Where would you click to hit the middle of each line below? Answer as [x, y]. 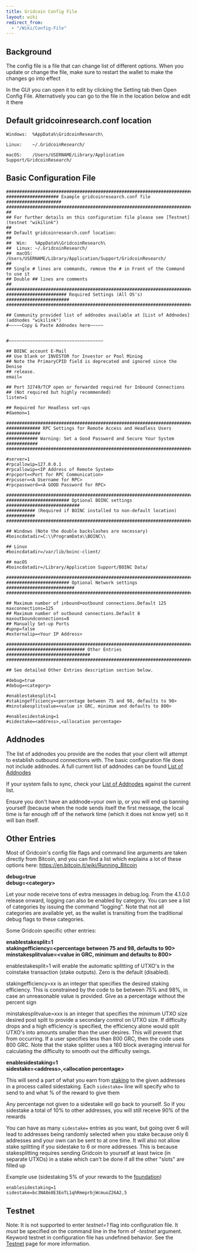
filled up [16, 1165]
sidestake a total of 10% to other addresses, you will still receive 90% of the [98, 1110]
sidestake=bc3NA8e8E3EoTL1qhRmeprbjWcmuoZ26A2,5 [67, 1193]
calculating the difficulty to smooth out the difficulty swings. [79, 1051]
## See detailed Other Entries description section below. [80, 670]
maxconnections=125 [30, 608]
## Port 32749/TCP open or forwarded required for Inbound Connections [95, 387]
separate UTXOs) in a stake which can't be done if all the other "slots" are [95, 1160]
